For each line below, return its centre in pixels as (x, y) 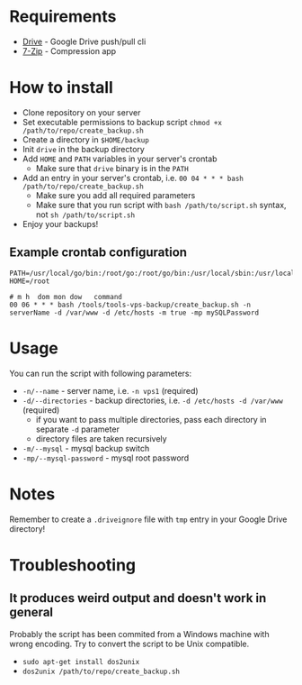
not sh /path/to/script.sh (85, 215)
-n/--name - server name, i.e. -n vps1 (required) (111, 390)
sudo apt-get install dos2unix (81, 662)
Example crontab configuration (98, 253)
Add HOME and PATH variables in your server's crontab (120, 159)
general (31, 612)
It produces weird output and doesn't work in (138, 598)
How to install (62, 88)
